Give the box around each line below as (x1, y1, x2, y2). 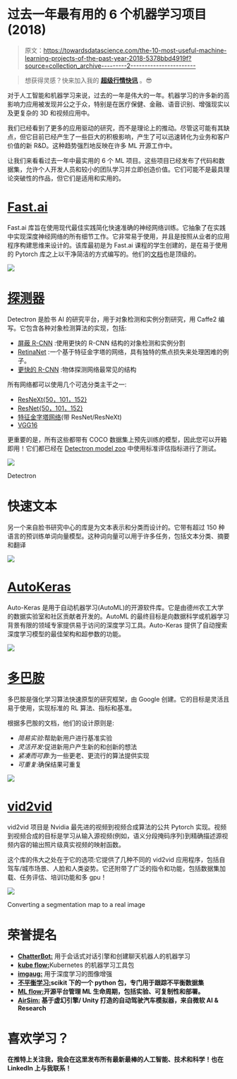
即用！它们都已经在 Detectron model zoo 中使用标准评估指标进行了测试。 (7, 444, 221, 452)
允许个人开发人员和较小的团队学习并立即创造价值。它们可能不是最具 (25, 165, 224, 173)
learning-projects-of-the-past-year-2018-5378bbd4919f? (24, 54, 192, 62)
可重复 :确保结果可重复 (17, 760, 82, 769)
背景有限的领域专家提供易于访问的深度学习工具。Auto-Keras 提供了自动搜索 (7, 621, 228, 629)
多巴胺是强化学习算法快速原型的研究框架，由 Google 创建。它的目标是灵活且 (7, 695, 230, 703)
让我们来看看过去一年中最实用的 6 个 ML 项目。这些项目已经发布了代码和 (7, 156, 219, 164)
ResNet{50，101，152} (17, 403, 83, 413)
